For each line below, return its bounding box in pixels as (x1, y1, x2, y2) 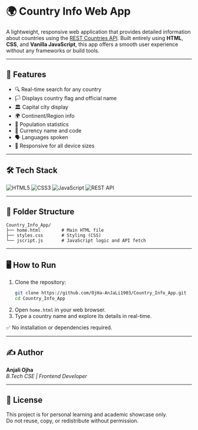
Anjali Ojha (6, 366, 34, 373)
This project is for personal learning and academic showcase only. (6, 411, 167, 418)
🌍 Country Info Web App (6, 5, 131, 18)
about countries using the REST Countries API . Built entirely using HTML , (6, 34, 184, 41)
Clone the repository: (14, 278, 67, 286)
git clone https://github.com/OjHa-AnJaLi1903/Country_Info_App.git (14, 290, 187, 296)
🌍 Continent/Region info (14, 112, 75, 119)
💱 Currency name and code (14, 127, 82, 134)
